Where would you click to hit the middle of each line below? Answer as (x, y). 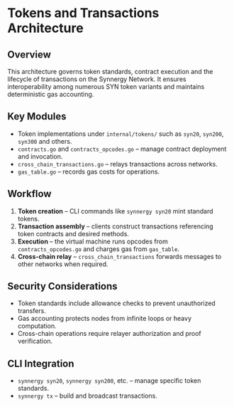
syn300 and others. (45, 141)
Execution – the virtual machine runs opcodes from (93, 241)
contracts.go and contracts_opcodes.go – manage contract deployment (122, 149)
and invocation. (40, 156)
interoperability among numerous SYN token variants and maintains (106, 86)
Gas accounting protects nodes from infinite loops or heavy (105, 319)
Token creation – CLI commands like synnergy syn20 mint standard (116, 211)
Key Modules (37, 116)
